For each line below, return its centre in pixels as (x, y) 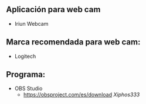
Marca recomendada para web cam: (73, 42)
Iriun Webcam (31, 23)
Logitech (25, 56)
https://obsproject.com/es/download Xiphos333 (82, 95)
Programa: (26, 74)
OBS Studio (28, 89)
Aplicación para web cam (53, 10)
